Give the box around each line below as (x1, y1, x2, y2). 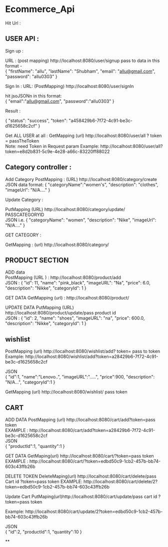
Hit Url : (5, 20, 21, 26)
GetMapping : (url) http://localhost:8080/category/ (5, 241, 109, 247)
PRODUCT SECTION (5, 256, 69, 264)
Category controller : (5, 163, 71, 171)
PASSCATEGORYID (5, 211, 44, 217)
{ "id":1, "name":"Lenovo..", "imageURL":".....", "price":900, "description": (5, 374, 155, 380)
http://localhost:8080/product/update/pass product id (5, 310, 116, 316)
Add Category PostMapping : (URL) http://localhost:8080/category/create (5, 176, 157, 182)
